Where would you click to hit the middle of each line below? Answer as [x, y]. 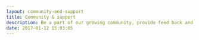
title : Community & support [41, 17]
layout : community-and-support [45, 11]
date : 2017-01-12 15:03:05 [40, 28]
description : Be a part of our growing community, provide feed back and [100, 22]
